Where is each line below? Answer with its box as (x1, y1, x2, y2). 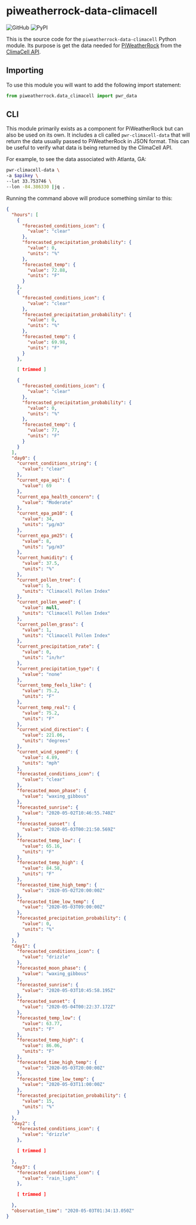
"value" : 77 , (27, 428, 60, 434)
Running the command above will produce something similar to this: (6, 194, 173, 202)
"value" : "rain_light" (21, 1175, 79, 1181)
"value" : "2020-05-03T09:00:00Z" (21, 904, 105, 910)
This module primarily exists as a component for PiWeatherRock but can (6, 125, 183, 132)
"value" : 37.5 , (21, 561, 60, 567)
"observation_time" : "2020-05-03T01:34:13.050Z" (11, 1208, 135, 1214)
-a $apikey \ (6, 173, 39, 179)
